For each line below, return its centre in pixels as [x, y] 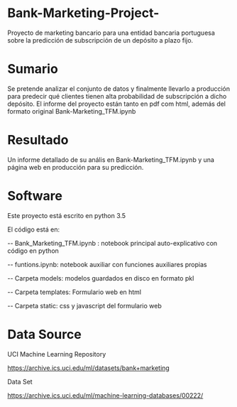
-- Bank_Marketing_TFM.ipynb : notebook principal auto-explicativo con [112, 243]
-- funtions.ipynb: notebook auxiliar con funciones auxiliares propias [107, 264]
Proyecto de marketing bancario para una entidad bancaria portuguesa [111, 33]
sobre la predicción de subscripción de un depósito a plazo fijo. [100, 40]
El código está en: [34, 229]
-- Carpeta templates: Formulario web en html [75, 292]
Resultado [38, 140]
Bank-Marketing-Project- [83, 13]
